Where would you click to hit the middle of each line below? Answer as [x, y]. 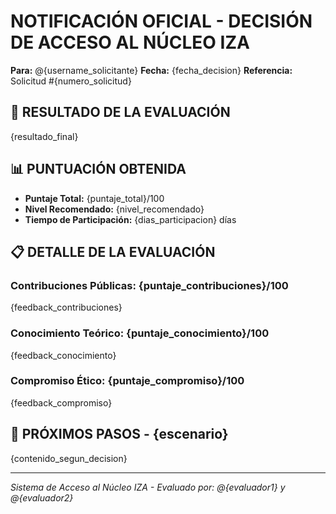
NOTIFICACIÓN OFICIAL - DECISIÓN [161, 21]
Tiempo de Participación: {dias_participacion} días [130, 219]
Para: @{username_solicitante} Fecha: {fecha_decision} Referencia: [151, 70]
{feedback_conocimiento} [63, 355]
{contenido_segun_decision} [69, 458]
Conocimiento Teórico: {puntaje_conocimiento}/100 [140, 333]
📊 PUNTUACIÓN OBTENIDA [98, 169]
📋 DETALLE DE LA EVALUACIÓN [113, 251]
